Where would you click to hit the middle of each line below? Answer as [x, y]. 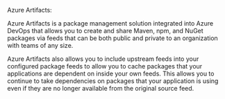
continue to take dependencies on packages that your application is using [113, 81]
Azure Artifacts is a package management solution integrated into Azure [110, 23]
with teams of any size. [40, 45]
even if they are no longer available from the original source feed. [101, 88]
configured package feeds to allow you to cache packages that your [105, 66]
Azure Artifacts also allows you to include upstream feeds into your [103, 59]
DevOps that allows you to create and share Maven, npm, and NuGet [105, 31]
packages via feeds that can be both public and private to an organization [113, 38]
